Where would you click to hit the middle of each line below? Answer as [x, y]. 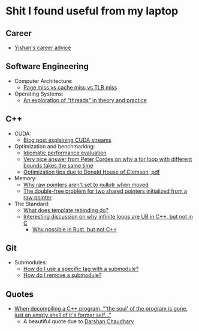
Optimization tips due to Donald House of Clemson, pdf [91, 172]
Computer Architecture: [43, 81]
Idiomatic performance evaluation [65, 153]
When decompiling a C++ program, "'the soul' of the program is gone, [101, 309]
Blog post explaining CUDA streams [67, 140]
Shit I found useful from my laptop [92, 11]
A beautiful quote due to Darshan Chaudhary [79, 321]
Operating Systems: [39, 94]
